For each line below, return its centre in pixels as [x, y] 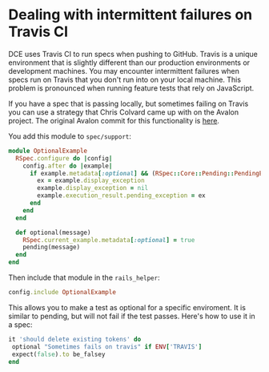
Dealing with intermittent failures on [130, 15]
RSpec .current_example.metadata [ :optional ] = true [109, 240]
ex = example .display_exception [91, 181]
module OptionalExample [48, 151]
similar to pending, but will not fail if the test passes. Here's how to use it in [132, 316]
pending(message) [52, 247]
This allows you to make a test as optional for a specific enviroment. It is [127, 307]
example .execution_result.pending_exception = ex [121, 196]
